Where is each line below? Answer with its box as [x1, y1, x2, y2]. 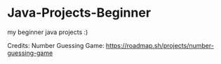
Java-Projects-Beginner [7, 5, 152, 21]
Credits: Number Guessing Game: [7, 41, 105, 49]
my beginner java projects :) [7, 28, 88, 36]
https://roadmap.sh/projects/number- [105, 41, 214, 49]
